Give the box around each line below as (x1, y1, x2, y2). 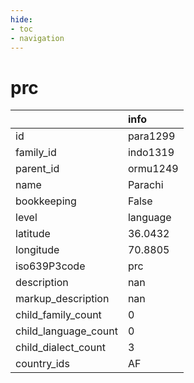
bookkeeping (15, 194, 77, 208)
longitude (15, 243, 60, 257)
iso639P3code (15, 259, 86, 273)
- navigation (10, 33, 65, 43)
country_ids (15, 357, 70, 371)
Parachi (127, 178, 164, 192)
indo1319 (127, 146, 175, 160)
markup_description (15, 292, 110, 306)
